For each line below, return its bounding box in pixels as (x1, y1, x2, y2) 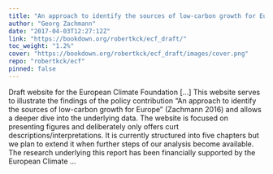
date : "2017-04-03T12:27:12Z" (8, 27, 111, 35)
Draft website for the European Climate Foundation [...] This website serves (8, 87, 261, 97)
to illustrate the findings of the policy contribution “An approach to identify (8, 95, 257, 106)
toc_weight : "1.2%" (8, 42, 75, 50)
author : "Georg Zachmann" (8, 20, 96, 28)
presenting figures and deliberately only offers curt (8, 121, 180, 131)
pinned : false (8, 65, 57, 73)
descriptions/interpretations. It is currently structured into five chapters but (8, 130, 260, 140)
